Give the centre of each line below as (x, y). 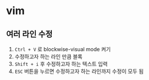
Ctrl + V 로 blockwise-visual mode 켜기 (62, 49)
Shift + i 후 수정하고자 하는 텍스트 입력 (61, 64)
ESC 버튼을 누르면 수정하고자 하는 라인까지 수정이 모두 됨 (79, 71)
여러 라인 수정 (29, 34)
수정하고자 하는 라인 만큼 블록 (48, 56)
